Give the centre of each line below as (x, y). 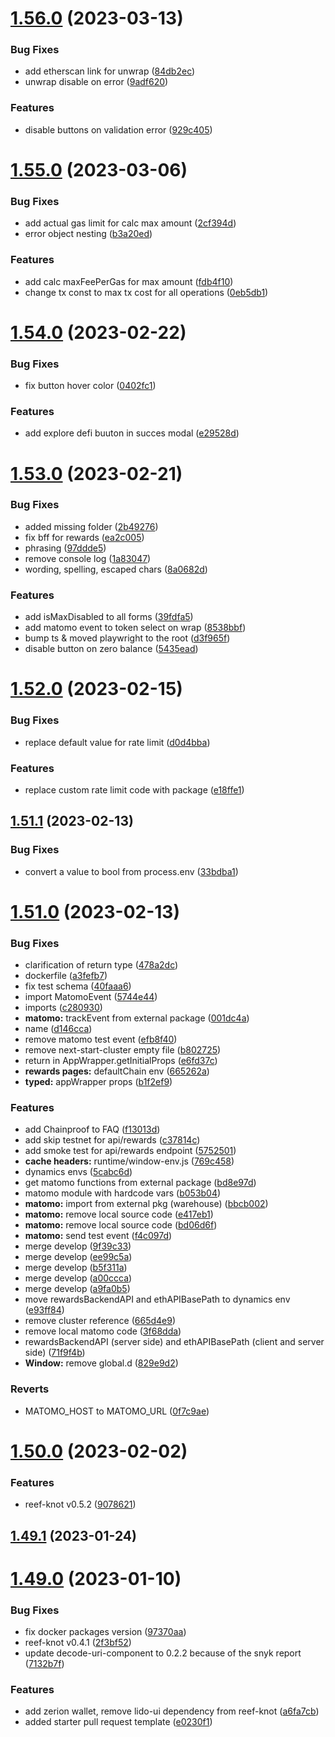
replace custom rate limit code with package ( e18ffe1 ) (134, 789)
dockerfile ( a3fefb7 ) (66, 976)
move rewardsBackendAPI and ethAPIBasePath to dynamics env (157, 1299)
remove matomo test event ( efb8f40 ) (101, 1039)
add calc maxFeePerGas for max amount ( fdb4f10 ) (129, 281)
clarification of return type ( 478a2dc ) (101, 965)
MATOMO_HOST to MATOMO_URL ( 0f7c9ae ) (117, 1411)
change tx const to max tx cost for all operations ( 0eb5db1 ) (146, 292)
